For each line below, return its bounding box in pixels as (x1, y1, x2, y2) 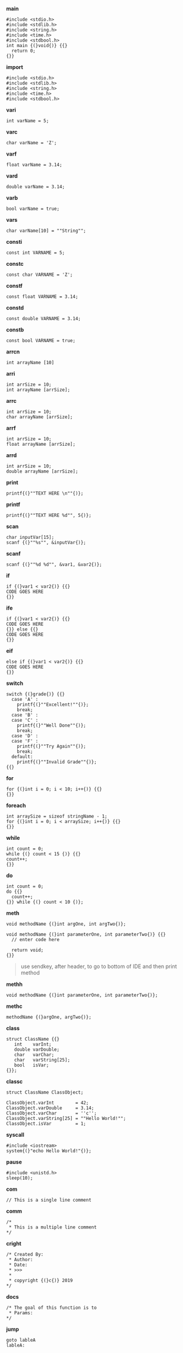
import (6, 64, 24, 70)
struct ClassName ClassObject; (6, 1090, 84, 1096)
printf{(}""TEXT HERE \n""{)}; (6, 491, 84, 496)
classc (6, 1078, 23, 1085)
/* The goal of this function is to (6, 1305, 97, 1311)
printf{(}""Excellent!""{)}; (17, 702, 89, 707)
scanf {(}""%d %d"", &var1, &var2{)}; (6, 561, 102, 567)
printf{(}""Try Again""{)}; (17, 743, 86, 749)
